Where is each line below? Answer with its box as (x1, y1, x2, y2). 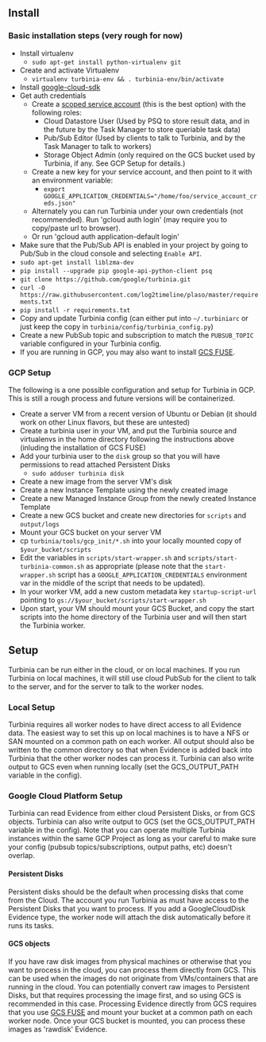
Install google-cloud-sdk (19, 82, 101, 92)
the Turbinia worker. (19, 621, 86, 630)
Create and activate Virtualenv (19, 65, 120, 75)
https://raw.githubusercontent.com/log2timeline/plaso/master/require (19, 291, 259, 299)
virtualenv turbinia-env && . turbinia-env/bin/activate (31, 75, 225, 83)
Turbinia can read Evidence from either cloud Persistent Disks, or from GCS (8, 809, 256, 818)
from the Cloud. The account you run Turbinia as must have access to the (8, 895, 249, 905)
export (43, 185, 66, 194)
